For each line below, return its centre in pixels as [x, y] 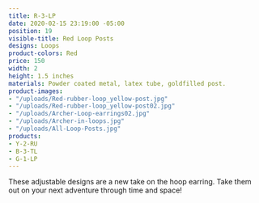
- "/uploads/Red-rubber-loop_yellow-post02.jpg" [92, 106]
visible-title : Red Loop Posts [61, 38]
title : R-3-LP [32, 16]
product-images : [36, 91]
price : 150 [27, 61]
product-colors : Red [43, 53]
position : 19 [30, 31]
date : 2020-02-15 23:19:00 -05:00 [67, 23]
